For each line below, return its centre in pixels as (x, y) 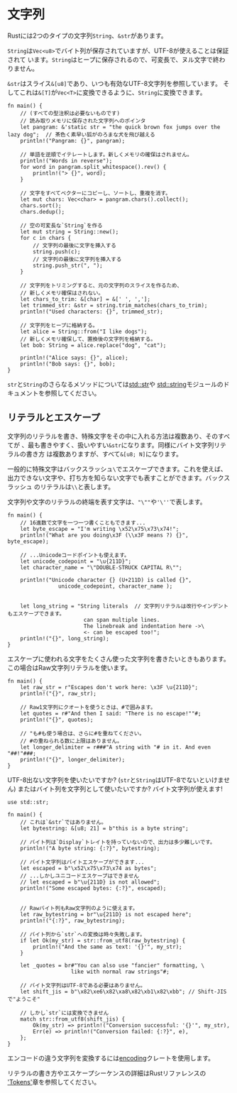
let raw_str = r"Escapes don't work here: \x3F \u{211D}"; (109, 687)
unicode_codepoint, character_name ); (115, 586)
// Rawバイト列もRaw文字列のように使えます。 (79, 908)
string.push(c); (57, 252)
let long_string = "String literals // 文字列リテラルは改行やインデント (125, 606)
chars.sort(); (41, 205)
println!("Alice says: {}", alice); (75, 358)
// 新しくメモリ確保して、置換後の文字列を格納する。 (88, 339)
